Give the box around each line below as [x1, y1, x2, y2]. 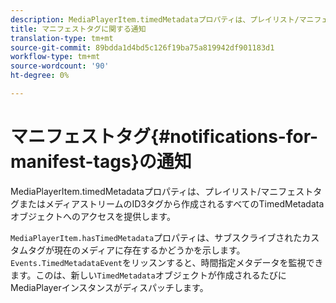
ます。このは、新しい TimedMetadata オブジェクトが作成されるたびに [10, 269, 287, 281]
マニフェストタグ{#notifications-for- [10, 126, 319, 148]
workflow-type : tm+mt [10, 52, 101, 62]
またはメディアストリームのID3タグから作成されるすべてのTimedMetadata [18, 197, 325, 210]
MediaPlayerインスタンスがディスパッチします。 [10, 281, 209, 293]
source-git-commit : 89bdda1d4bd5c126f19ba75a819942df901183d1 [10, 42, 275, 53]
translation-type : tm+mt [10, 33, 114, 43]
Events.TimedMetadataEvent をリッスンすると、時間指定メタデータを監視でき [10, 256, 324, 268]
